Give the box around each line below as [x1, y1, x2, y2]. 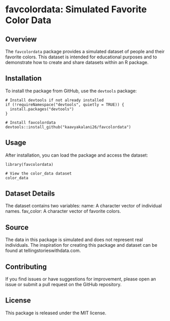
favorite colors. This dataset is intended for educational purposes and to [5, 54, 157, 60]
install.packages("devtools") [10, 106, 74, 112]
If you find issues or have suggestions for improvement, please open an [5, 276, 156, 282]
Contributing [5, 262, 47, 271]
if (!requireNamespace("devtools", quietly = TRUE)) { [5, 102, 125, 107]
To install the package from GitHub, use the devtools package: [5, 88, 137, 94]
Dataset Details [5, 189, 55, 198]
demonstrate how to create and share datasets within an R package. [5, 59, 149, 65]
